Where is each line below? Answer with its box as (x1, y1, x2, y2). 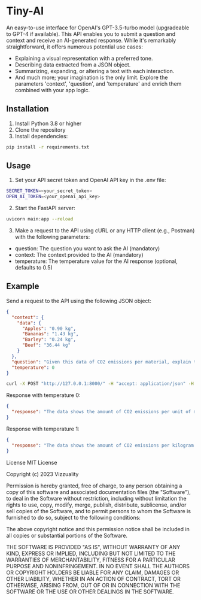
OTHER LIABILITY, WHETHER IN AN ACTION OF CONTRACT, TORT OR (6, 575, 181, 582)
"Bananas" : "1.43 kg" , (22, 331, 79, 337)
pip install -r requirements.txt (6, 144, 90, 150)
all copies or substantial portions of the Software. (6, 532, 127, 539)
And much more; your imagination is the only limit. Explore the (14, 74, 168, 81)
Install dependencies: (14, 132, 68, 140)
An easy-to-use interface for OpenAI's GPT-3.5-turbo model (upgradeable (6, 24, 190, 31)
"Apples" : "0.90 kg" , (22, 325, 77, 332)
